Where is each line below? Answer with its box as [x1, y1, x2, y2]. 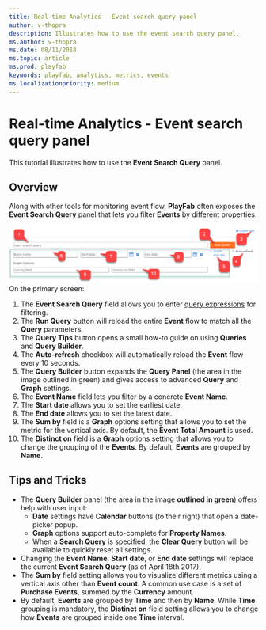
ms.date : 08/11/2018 [9, 46, 78, 55]
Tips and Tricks [9, 473, 87, 487]
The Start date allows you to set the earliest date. [20, 400, 183, 410]
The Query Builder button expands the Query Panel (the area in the [20, 366, 242, 376]
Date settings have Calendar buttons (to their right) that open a [32, 511, 240, 521]
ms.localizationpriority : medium [9, 79, 120, 87]
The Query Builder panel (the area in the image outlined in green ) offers [20, 495, 258, 504]
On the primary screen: [9, 284, 85, 294]
